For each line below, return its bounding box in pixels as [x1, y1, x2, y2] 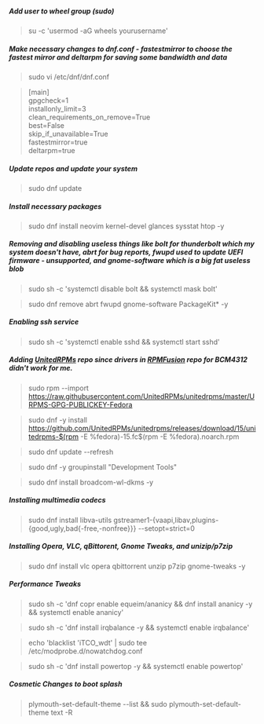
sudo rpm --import [27, 383, 90, 393]
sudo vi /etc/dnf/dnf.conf [27, 71, 110, 82]
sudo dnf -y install [27, 415, 87, 424]
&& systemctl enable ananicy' [27, 607, 124, 616]
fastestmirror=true [27, 137, 88, 147]
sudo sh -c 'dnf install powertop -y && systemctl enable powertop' [27, 661, 244, 671]
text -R [50, 708, 73, 717]
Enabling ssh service [9, 317, 79, 327]
